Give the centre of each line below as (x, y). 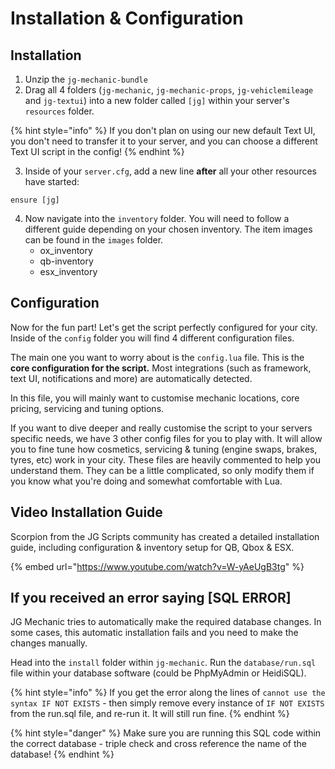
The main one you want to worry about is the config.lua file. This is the (157, 357)
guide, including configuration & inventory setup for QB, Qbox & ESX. (152, 547)
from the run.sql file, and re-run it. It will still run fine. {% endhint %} (150, 714)
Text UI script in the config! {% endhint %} (97, 151)
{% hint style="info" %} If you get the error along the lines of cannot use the (168, 693)
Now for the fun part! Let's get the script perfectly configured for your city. (164, 327)
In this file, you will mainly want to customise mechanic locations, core (155, 398)
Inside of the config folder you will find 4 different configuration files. (152, 338)
